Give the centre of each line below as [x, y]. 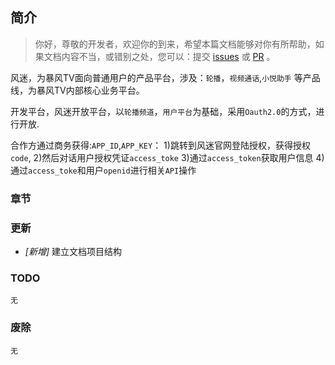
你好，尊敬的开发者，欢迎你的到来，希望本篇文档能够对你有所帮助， [175, 44]
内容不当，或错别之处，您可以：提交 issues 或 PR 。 [168, 56]
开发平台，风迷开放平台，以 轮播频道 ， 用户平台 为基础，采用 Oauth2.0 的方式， [163, 111]
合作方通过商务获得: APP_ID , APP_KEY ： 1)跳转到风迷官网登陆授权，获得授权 [160, 145]
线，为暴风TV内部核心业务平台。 [77, 90]
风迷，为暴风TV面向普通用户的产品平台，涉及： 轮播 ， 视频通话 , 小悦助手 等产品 [165, 77]
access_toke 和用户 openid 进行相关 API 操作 [112, 170]
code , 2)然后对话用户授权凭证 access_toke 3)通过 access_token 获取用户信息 [162, 157]
